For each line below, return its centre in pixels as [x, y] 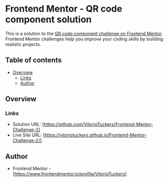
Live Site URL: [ [29, 135]
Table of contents [33, 60]
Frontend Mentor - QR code [64, 9]
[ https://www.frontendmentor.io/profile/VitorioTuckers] [70, 174]
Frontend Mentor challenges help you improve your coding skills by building [84, 39]
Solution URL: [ [28, 124]
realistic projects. [23, 44]
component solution [49, 19]
